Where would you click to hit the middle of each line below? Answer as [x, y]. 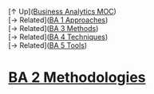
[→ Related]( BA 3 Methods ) [53, 28]
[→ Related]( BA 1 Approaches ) [58, 20]
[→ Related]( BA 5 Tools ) [48, 45]
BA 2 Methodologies [77, 78]
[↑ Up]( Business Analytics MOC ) [63, 12]
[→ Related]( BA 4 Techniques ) [58, 37]
